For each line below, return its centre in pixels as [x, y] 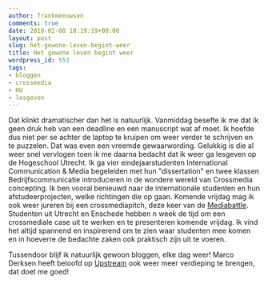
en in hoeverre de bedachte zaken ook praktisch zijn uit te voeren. [117, 239]
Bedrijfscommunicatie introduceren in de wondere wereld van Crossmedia [131, 180]
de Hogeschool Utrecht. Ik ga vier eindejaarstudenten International [118, 163]
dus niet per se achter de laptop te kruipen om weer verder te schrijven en [131, 138]
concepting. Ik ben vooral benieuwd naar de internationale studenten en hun [134, 188]
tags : [17, 68]
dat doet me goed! [39, 272]
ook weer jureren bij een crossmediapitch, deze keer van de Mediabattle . [128, 206]
